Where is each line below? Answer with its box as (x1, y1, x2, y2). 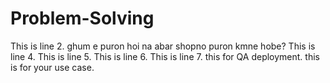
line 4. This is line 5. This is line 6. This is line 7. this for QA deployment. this (10, 50, 320, 62)
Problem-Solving (10, 7, 155, 30)
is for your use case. (10, 61, 95, 73)
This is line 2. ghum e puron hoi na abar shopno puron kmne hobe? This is (10, 40, 316, 52)
